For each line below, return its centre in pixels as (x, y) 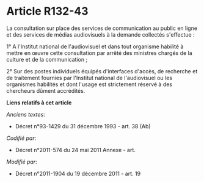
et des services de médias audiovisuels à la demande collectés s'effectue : (100, 34)
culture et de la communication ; (47, 59)
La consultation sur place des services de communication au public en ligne (102, 28)
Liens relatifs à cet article (39, 103)
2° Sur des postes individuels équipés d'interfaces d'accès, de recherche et (102, 71)
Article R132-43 (47, 11)
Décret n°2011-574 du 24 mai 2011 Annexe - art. (75, 150)
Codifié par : (21, 138)
